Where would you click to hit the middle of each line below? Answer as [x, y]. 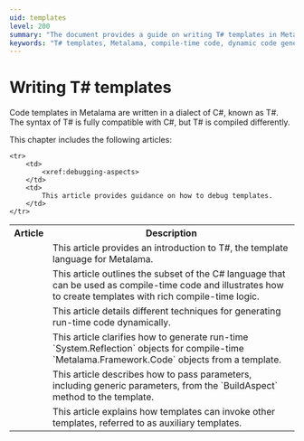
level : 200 [30, 26]
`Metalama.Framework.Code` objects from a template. [167, 360]
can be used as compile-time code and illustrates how [168, 286]
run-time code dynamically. [112, 323]
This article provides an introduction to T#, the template [171, 248]
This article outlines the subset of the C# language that [169, 274]
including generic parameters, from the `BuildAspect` [166, 386]
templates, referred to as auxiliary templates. [147, 423]
